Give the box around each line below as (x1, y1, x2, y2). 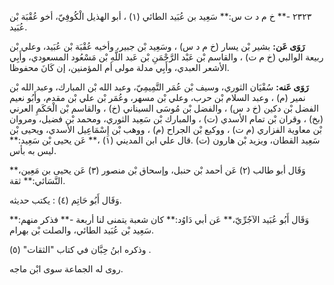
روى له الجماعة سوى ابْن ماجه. (9, 263, 124, 275)
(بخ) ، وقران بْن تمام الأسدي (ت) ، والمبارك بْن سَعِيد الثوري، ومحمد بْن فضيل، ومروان (9, 113, 324, 125)
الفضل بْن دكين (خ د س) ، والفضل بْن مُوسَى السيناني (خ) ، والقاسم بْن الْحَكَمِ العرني (9, 102, 319, 114)
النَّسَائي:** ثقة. (9, 175, 66, 186)
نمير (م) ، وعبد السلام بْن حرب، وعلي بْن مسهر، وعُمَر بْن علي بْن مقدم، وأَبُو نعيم (9, 92, 306, 103)
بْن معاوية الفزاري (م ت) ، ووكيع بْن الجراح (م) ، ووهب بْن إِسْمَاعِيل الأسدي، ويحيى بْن (9, 124, 322, 135)
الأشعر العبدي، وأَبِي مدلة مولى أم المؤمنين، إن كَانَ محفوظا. (9, 62, 230, 73)
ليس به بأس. (9, 145, 57, 156)
